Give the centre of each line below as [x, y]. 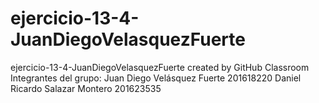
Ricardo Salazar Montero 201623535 [86, 88]
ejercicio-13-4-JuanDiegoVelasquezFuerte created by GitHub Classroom [160, 67]
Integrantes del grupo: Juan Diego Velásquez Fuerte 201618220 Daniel [156, 78]
